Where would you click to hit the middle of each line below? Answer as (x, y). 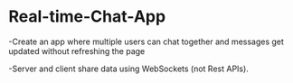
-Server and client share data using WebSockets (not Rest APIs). (129, 69)
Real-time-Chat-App (87, 17)
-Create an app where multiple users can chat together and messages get (146, 41)
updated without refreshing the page (77, 51)
